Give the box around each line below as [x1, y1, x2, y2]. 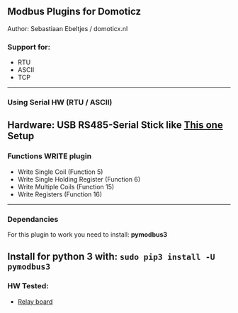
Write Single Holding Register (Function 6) [17, 175, 141, 183]
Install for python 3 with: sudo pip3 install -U [7, 251, 215, 263]
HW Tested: [7, 281, 49, 291]
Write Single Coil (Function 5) [17, 167, 103, 176]
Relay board [17, 297, 53, 306]
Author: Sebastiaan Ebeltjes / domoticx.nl [7, 24, 128, 33]
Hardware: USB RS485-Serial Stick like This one [7, 119, 223, 131]
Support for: [7, 42, 51, 52]
